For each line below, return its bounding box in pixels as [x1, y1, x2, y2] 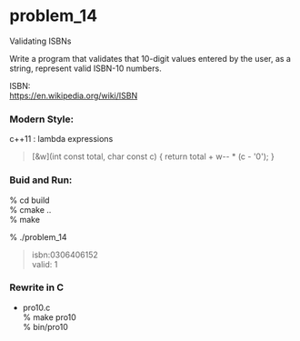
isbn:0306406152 [31, 249, 98, 260]
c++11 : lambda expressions [9, 134, 114, 145]
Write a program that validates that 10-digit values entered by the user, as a [9, 53, 291, 64]
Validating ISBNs [9, 35, 72, 46]
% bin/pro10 [22, 321, 68, 332]
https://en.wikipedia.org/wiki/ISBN [9, 90, 138, 101]
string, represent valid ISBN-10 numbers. [9, 63, 162, 74]
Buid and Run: [9, 174, 73, 186]
